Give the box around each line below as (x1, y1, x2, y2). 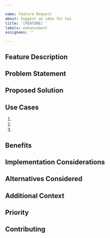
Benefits (5, 141, 32, 149)
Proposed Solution (5, 86, 63, 95)
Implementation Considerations (5, 158, 105, 166)
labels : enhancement (5, 25, 48, 30)
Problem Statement (5, 69, 66, 78)
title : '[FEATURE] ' (5, 21, 48, 26)
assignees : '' (5, 30, 35, 35)
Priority (5, 208, 29, 217)
